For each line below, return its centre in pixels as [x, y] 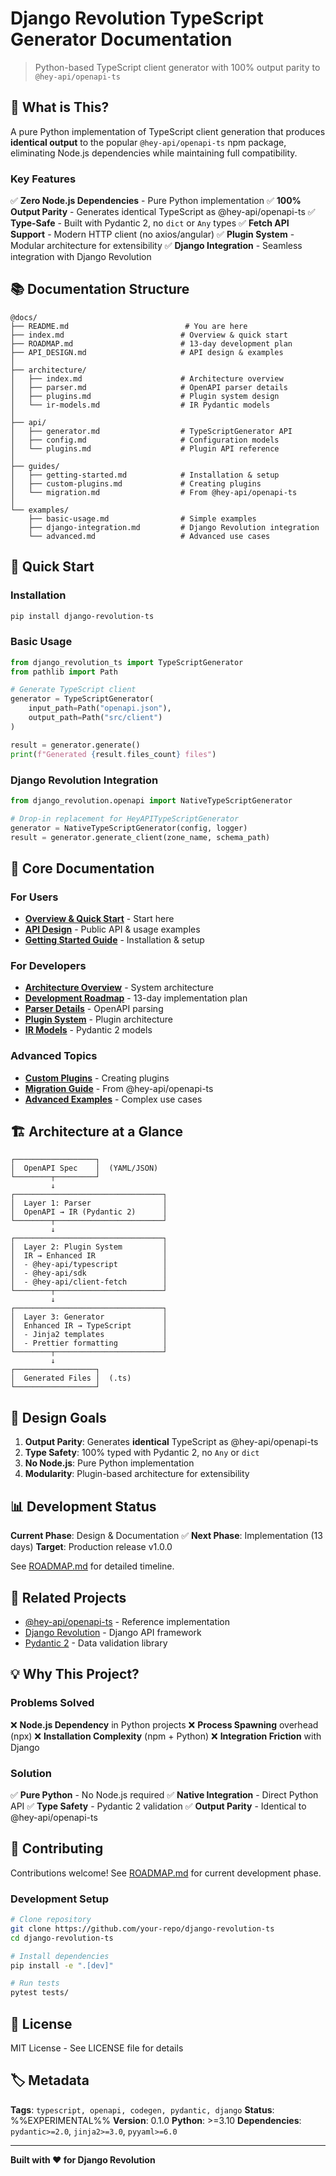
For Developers [48, 965]
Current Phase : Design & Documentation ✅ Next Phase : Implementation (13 [166, 1536]
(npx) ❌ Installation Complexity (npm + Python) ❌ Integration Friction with [166, 1736]
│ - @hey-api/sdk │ [89, 1273]
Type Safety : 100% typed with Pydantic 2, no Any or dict [142, 1453]
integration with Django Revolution [81, 257]
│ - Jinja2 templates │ [89, 1335]
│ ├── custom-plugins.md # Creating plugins [136, 483]
